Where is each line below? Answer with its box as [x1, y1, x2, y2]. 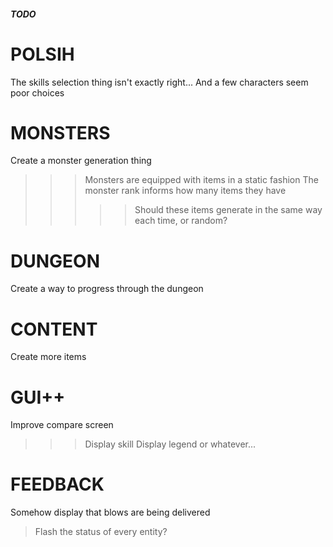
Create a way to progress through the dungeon [10, 283, 204, 295]
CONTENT [10, 318, 98, 340]
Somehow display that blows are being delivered [10, 506, 211, 519]
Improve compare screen [10, 419, 114, 431]
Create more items [10, 351, 87, 363]
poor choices [10, 86, 65, 99]
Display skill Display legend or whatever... [84, 438, 257, 450]
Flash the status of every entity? [34, 526, 168, 538]
